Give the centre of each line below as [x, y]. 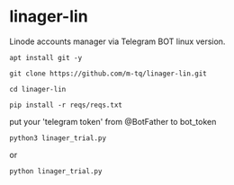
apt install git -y [46, 57]
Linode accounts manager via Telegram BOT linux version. [117, 41]
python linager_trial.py [56, 171]
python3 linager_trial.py [58, 138]
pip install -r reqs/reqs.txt [66, 105]
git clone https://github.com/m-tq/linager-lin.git [108, 74]
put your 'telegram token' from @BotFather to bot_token [113, 121]
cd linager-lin [38, 89]
